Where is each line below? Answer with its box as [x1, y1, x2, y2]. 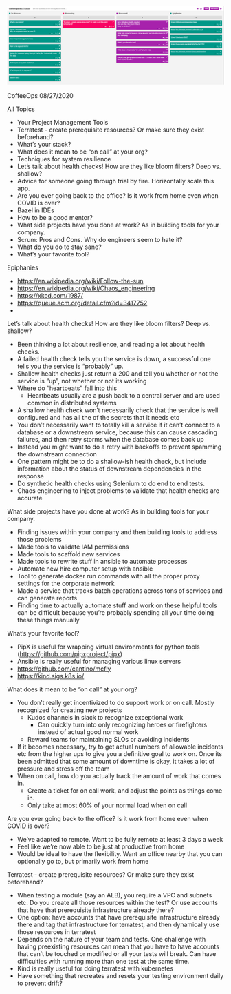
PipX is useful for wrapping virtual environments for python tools [16, 642, 201, 651]
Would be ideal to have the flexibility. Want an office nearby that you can [16, 849, 223, 858]
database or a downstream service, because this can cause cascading [16, 427, 218, 436]
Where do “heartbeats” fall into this [16, 384, 118, 392]
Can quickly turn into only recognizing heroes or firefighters [37, 720, 208, 729]
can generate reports [16, 594, 78, 602]
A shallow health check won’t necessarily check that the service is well [16, 406, 219, 414]
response [16, 471, 45, 480]
